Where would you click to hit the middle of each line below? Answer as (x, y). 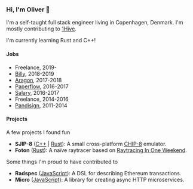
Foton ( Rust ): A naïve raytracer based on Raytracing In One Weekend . (101, 150)
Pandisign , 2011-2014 (41, 105)
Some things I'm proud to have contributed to (62, 162)
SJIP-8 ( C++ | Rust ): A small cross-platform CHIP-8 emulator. (91, 144)
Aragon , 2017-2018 (38, 80)
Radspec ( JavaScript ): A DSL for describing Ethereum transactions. (98, 173)
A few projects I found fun (38, 132)
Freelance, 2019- (36, 67)
